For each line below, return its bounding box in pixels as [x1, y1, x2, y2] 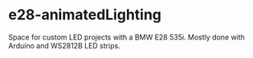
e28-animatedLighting [8, 6, 162, 24]
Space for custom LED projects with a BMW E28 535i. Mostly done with [8, 32, 245, 42]
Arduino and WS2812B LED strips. [8, 40, 120, 50]
